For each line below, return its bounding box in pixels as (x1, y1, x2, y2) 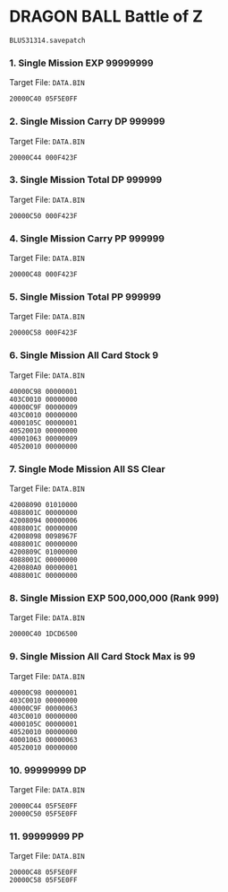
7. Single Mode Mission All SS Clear (9, 462, 165, 475)
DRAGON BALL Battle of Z (9, 6, 204, 27)
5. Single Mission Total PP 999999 (9, 291, 162, 303)
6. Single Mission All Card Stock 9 (9, 349, 159, 362)
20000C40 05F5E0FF (9, 94, 78, 104)
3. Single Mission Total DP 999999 (9, 173, 163, 186)
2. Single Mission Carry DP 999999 (9, 115, 165, 127)
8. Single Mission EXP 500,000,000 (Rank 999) (9, 591, 220, 604)
